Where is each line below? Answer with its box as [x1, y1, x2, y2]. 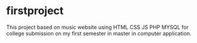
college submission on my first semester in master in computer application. [6, 29, 192, 37]
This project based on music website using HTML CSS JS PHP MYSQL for [6, 24, 189, 31]
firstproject [6, 4, 64, 18]
